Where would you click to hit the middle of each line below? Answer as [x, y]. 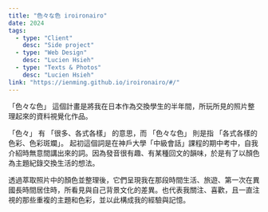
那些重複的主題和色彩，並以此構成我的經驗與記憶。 [106, 199]
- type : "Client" [44, 38]
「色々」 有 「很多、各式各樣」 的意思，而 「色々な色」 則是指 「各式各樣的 [133, 133]
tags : [17, 30]
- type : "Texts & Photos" [59, 68]
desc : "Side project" [58, 45]
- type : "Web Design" [51, 53]
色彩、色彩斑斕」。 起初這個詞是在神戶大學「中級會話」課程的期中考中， [126, 143]
